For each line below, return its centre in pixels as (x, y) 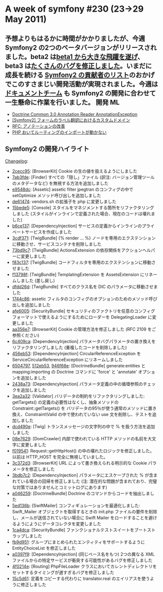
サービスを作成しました (48, 232)
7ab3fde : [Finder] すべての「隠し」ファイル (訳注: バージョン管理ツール (83, 177)
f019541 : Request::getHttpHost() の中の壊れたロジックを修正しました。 (83, 450)
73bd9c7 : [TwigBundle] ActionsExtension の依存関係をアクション (77, 250)
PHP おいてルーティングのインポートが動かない (59, 132)
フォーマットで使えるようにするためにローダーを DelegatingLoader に (82, 317)
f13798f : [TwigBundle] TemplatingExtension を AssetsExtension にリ (80, 274)
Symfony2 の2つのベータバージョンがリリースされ (81, 47)
